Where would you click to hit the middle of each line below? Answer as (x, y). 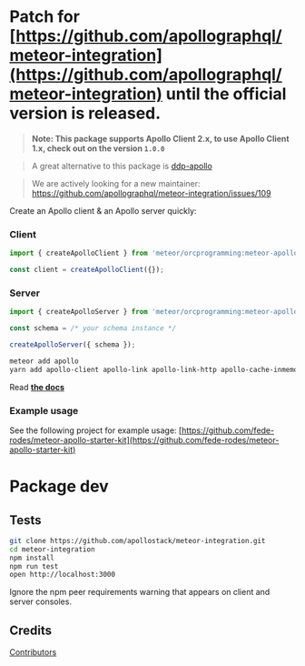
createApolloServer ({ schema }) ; (73, 345)
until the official (226, 94)
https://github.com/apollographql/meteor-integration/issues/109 (151, 193)
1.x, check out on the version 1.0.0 (98, 148)
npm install (32, 558)
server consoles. (41, 601)
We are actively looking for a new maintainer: (116, 183)
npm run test (34, 566)
